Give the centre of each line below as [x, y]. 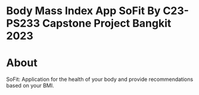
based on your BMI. [30, 86]
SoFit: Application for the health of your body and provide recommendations [100, 79]
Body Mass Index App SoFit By [83, 11]
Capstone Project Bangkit [107, 23]
